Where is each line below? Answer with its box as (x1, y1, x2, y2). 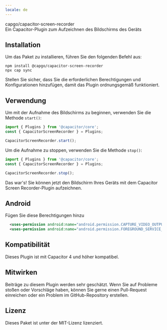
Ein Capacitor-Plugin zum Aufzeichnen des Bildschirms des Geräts (5, 26, 142, 32)
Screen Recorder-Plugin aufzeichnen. (5, 185, 83, 191)
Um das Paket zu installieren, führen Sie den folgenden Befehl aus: (5, 54, 142, 60)
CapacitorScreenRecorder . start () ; (5, 138, 77, 143)
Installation (5, 41, 41, 49)
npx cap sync (5, 68, 32, 73)
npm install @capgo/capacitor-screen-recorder (5, 63, 103, 69)
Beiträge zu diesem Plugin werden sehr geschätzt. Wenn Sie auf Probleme (5, 281, 158, 287)
